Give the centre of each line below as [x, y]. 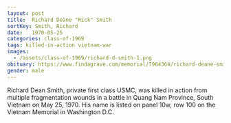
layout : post [26, 13]
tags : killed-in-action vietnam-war [59, 45]
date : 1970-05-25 [35, 32]
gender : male [26, 70]
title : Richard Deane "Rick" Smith [59, 20]
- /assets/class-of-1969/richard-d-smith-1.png [83, 58]
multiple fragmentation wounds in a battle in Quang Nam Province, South [110, 97]
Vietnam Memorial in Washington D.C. [61, 112]
